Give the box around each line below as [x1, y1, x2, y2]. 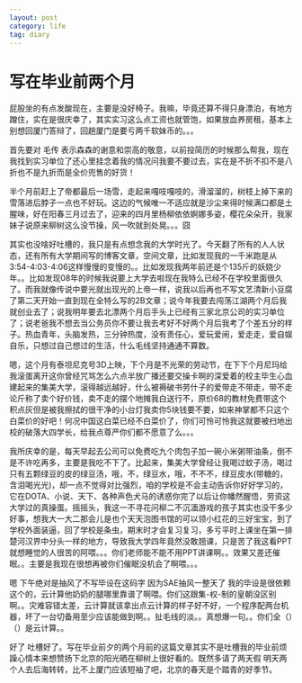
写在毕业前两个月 [9, 71, 137, 92]
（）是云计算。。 [9, 623, 69, 634]
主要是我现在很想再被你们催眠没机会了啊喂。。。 [28, 559, 202, 570]
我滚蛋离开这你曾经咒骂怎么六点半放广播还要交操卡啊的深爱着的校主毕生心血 [9, 371, 293, 382]
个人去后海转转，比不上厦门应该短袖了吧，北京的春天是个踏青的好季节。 [9, 664, 277, 675]
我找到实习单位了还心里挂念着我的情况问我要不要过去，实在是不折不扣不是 [9, 156, 285, 166]
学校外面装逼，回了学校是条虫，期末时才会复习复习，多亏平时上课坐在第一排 [9, 525, 293, 535]
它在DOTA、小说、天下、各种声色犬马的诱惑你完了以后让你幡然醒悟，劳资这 [9, 491, 290, 502]
